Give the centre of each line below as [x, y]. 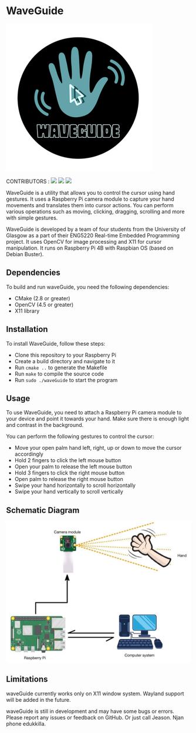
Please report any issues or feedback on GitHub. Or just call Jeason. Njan [95, 717]
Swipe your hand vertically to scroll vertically [69, 492]
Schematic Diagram [43, 510]
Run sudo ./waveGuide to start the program [66, 380]
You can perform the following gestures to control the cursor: [80, 436]
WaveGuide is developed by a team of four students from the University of [96, 229]
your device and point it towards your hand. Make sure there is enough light [98, 419]
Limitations [27, 679]
